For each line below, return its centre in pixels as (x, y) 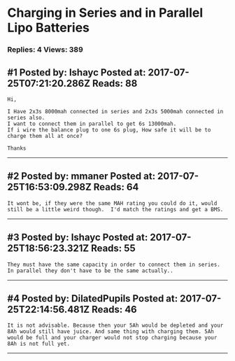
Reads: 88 (115, 83)
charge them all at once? (45, 136)
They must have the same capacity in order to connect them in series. (114, 264)
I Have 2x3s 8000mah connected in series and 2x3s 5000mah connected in (115, 111)
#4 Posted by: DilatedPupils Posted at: (93, 298)
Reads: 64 (116, 187)
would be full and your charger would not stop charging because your (112, 338)
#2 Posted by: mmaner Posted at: (81, 176)
